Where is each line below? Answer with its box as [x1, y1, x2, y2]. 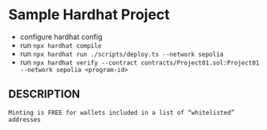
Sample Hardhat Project [8, 6, 170, 24]
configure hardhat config [19, 32, 103, 41]
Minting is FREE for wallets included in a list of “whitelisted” [8, 108, 235, 116]
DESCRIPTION [8, 88, 80, 101]
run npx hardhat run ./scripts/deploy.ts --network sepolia [19, 49, 224, 58]
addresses [8, 116, 42, 124]
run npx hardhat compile [19, 40, 102, 49]
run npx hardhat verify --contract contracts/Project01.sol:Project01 [19, 57, 260, 67]
